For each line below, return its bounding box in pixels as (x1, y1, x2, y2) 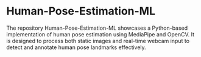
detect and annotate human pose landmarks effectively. (6, 44, 146, 51)
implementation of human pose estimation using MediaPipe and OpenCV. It (6, 30, 195, 38)
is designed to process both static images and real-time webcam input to (6, 37, 190, 44)
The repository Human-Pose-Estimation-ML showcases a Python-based (6, 24, 188, 32)
